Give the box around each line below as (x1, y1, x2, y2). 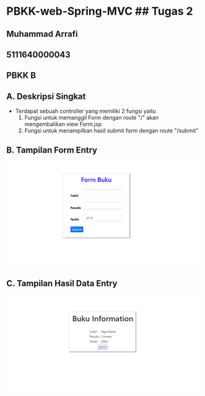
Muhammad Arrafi (6, 29, 78, 39)
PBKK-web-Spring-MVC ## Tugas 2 (6, 4, 193, 18)
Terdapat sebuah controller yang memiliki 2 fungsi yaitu (15, 107, 157, 115)
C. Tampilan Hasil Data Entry (6, 278, 118, 289)
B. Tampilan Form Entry (6, 145, 98, 155)
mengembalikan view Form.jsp (24, 121, 102, 128)
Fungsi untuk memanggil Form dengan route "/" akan (24, 114, 159, 121)
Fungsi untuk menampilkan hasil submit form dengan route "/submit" (24, 127, 199, 134)
